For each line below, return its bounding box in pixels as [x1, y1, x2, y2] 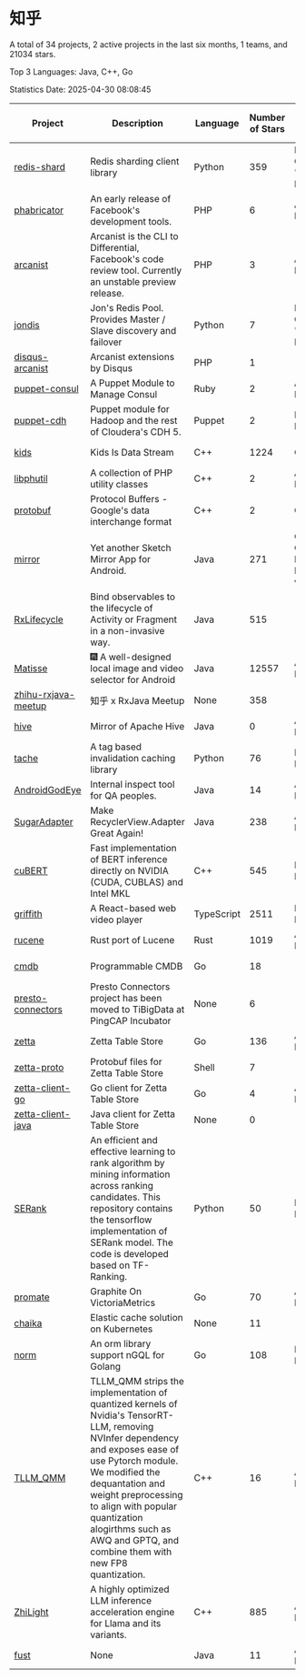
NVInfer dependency [90, 1432, 180, 1444]
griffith [14, 907, 43, 920]
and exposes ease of [90, 1443, 180, 1455]
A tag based [90, 740, 143, 753]
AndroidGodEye [14, 783, 82, 796]
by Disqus [90, 361, 133, 374]
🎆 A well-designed [90, 650, 172, 663]
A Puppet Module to [90, 377, 175, 389]
